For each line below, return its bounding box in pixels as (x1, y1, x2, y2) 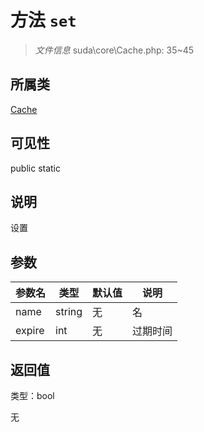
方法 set (10, 9, 77, 32)
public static (10, 162, 62, 174)
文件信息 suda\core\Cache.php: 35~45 (34, 44, 195, 56)
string (55, 305, 83, 319)
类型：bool (10, 390, 55, 401)
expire (15, 324, 45, 338)
